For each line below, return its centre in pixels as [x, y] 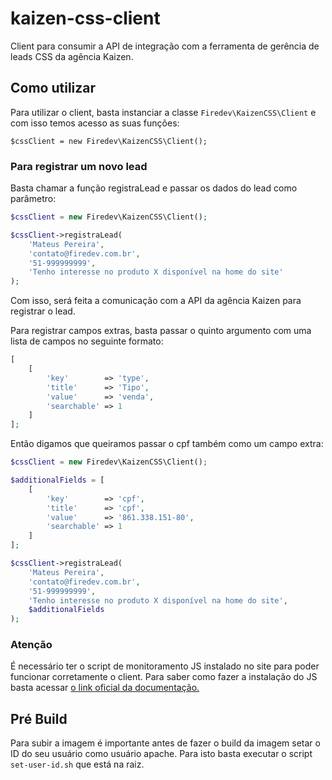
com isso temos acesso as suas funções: [95, 123]
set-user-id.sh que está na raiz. [77, 764]
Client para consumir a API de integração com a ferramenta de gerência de [165, 46]
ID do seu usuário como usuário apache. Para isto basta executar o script [161, 754]
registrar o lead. [43, 311]
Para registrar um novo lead [79, 166]
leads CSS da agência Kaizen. [72, 56]
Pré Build [39, 718]
